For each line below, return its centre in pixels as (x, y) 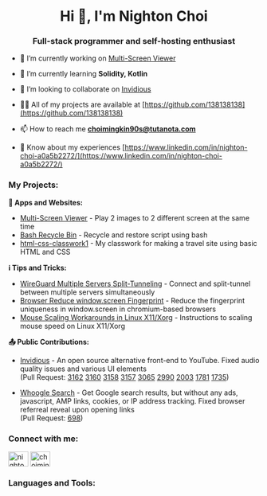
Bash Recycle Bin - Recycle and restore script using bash (114, 235)
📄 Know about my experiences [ (72, 147)
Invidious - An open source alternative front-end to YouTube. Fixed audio (139, 360)
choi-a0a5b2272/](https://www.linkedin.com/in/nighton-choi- (121, 156)
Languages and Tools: (52, 483)
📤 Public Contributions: (49, 342)
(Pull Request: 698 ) (51, 418)
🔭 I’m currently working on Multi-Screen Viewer (98, 58)
